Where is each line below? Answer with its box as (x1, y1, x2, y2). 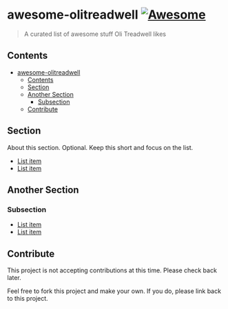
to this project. (7, 294, 48, 303)
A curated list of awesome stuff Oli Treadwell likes (23, 30, 167, 38)
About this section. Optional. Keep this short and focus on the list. (7, 143, 194, 151)
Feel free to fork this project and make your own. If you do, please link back (7, 287, 222, 295)
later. (7, 274, 22, 282)
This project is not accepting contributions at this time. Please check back (7, 266, 217, 274)
